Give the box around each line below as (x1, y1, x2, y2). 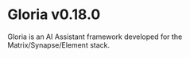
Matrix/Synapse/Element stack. (7, 40, 111, 49)
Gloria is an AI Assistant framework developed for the (7, 32, 183, 41)
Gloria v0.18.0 (7, 6, 101, 24)
